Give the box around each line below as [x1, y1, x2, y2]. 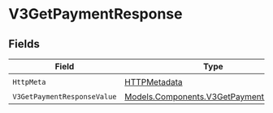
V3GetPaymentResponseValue [12, 92, 117, 101]
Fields [8, 37, 41, 51]
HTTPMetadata [124, 76, 183, 87]
